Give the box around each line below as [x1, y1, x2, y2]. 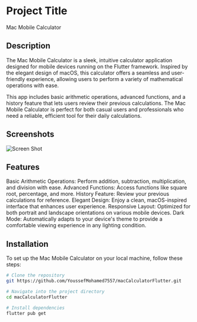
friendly [6, 75, 26, 82]
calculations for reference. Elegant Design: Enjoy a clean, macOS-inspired [6, 197, 187, 204]
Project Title [6, 4, 68, 18]
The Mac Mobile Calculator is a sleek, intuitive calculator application [6, 56, 173, 63]
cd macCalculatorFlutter [6, 294, 68, 300]
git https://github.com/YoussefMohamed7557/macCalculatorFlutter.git [6, 278, 182, 284]
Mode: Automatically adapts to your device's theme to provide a [6, 215, 163, 223]
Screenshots [6, 129, 55, 140]
